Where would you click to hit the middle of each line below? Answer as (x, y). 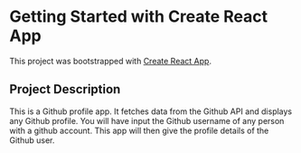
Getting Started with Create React (139, 17)
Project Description (65, 89)
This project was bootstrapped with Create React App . (111, 61)
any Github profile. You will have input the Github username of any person (147, 120)
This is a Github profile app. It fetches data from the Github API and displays (151, 111)
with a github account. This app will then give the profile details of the (139, 130)
